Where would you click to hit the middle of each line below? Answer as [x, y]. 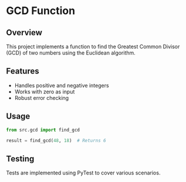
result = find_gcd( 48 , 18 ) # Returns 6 [56, 140]
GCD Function [40, 11]
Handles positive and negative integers [62, 85]
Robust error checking [42, 97]
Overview [24, 33]
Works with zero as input [45, 92]
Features [23, 71]
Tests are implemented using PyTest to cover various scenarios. [83, 173]
